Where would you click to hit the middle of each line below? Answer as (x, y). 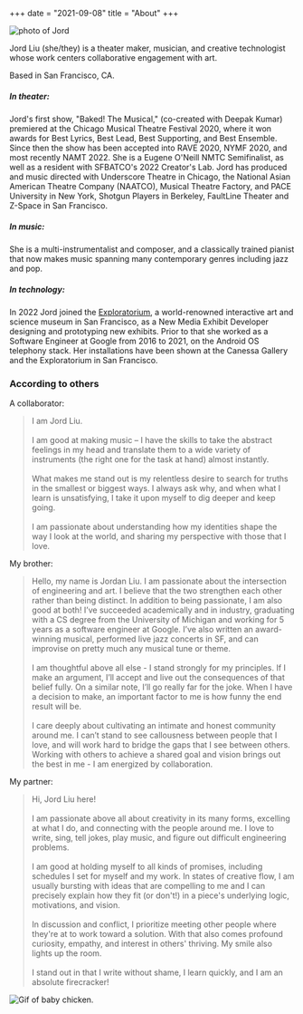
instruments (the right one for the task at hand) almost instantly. (150, 459)
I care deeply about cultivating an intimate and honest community (153, 726)
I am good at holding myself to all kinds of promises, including (147, 867)
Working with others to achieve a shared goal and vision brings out (156, 755)
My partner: (31, 782)
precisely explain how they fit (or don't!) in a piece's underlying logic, (160, 895)
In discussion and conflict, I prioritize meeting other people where (154, 924)
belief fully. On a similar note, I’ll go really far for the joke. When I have (162, 687)
